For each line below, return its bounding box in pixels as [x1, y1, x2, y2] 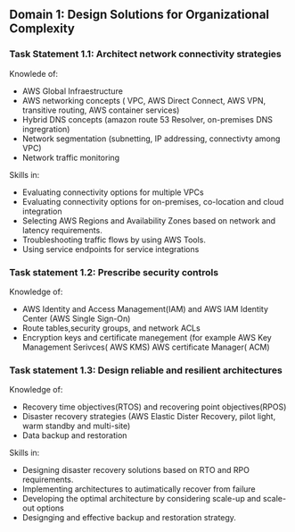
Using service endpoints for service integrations [21, 243, 200, 254]
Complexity [9, 21, 76, 37]
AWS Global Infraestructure [21, 85, 123, 97]
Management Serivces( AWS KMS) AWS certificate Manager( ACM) [21, 342, 270, 352]
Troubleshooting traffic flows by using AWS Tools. [21, 234, 207, 245]
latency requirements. [21, 224, 102, 235]
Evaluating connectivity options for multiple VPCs [21, 187, 204, 198]
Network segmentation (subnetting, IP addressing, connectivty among [21, 133, 281, 144]
